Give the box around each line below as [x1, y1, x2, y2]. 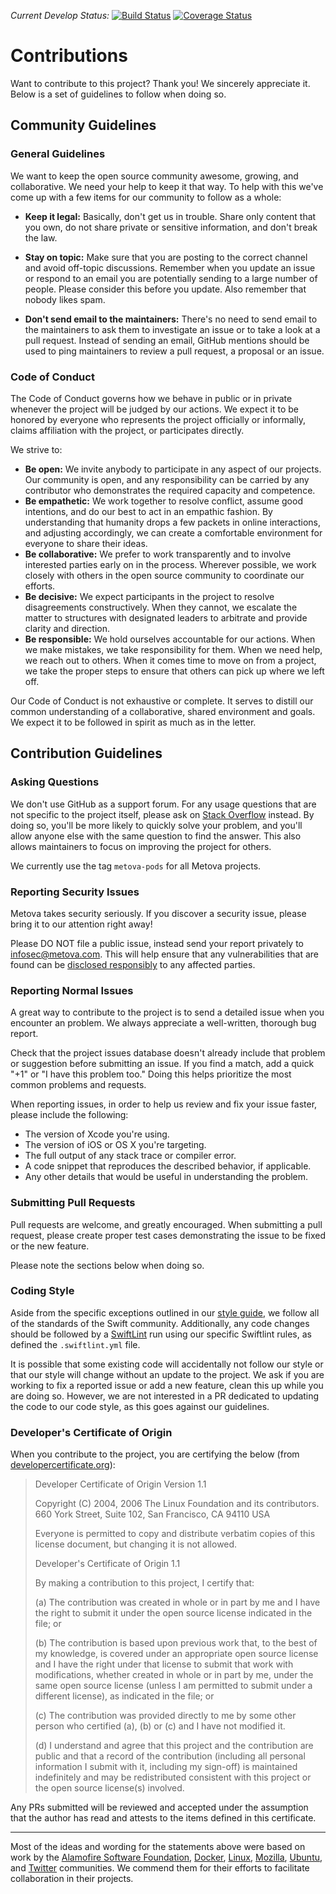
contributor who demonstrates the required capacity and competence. [24, 484, 316, 496]
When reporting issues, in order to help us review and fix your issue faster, [10, 1098, 318, 1110]
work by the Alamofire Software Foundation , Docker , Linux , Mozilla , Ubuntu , [10, 1851, 323, 1864]
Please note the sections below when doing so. [10, 1259, 205, 1271]
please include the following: [10, 1109, 129, 1121]
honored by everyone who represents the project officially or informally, [10, 413, 307, 425]
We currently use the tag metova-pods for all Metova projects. [10, 860, 262, 872]
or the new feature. [10, 1240, 90, 1252]
